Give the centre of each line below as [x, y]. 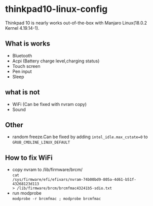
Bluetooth [22, 55]
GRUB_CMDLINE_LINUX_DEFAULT [41, 143]
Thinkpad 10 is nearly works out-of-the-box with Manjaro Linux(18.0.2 [76, 23]
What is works [28, 44]
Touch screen [26, 66]
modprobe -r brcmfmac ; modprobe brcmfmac [57, 199]
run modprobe [27, 193]
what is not [22, 92]
